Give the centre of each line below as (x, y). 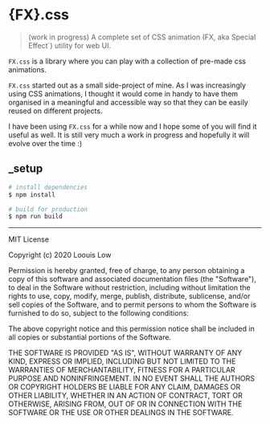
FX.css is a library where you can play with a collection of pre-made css (127, 61)
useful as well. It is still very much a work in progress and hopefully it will (129, 135)
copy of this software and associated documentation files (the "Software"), (133, 279)
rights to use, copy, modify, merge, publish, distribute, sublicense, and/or (129, 296)
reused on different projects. (55, 111)
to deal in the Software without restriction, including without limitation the (129, 287)
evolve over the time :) (45, 143)
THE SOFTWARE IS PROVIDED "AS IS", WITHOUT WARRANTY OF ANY (125, 353)
